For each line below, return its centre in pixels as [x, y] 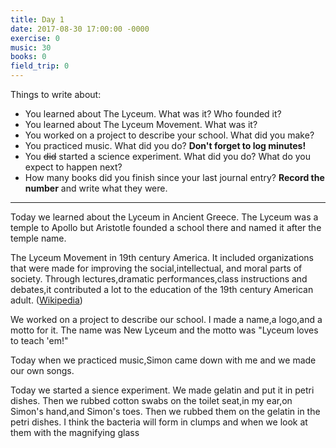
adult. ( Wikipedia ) [46, 300]
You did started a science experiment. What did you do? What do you [168, 156]
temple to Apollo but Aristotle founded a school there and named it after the [166, 227]
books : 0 [28, 57]
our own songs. [42, 370]
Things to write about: [56, 94]
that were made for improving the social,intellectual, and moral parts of [156, 268]
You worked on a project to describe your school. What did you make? [169, 135]
